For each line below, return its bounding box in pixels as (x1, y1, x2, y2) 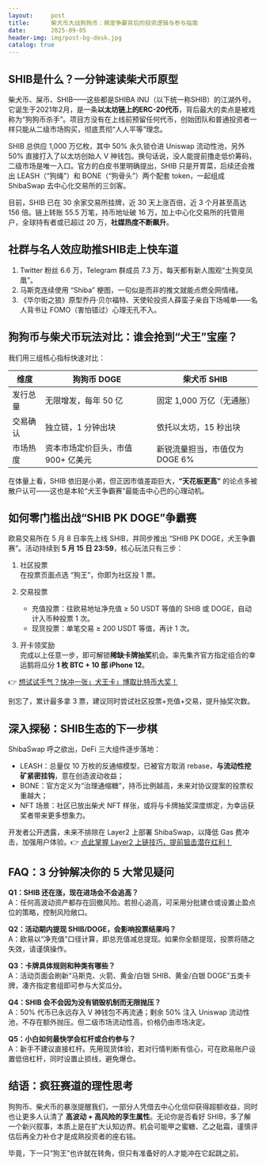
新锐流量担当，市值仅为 (156, 443, 244, 454)
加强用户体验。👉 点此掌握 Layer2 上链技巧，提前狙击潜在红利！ (21, 837, 233, 847)
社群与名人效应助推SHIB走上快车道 (8, 243, 179, 256)
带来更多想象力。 (33, 810, 89, 820)
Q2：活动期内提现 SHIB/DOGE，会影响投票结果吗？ (8, 924, 177, 934)
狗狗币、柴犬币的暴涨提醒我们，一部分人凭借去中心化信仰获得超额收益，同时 (8, 1102, 258, 1111)
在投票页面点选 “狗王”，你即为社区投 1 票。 (19, 571, 160, 580)
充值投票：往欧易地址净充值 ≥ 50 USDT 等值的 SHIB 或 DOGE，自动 (31, 604, 252, 613)
